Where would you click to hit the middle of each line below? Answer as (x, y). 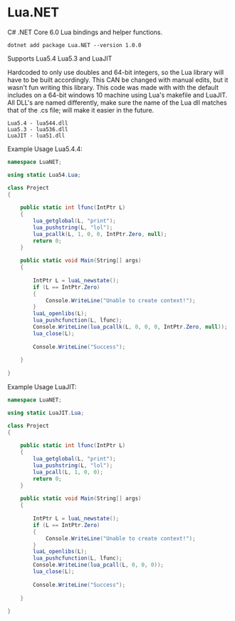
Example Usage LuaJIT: (42, 387)
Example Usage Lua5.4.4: (45, 149)
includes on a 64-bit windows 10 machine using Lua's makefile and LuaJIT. (117, 95)
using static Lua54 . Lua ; (44, 175)
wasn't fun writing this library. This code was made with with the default (113, 87)
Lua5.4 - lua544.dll (38, 123)
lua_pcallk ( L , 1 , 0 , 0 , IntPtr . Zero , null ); (100, 234)
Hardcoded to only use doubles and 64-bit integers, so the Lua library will (116, 72)
